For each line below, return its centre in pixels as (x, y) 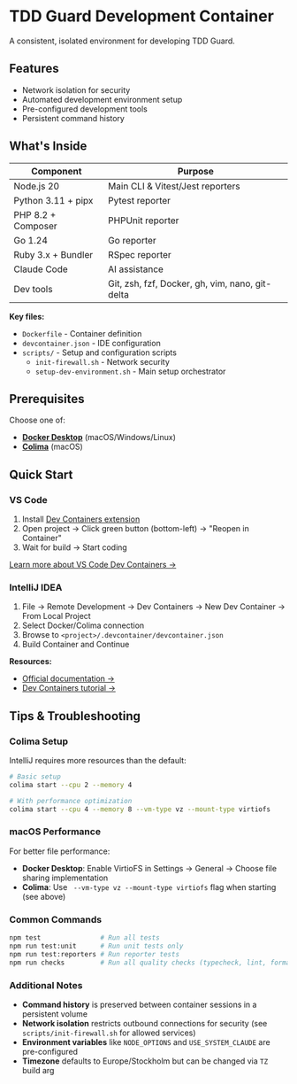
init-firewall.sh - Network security (103, 361)
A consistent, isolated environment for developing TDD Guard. (122, 41)
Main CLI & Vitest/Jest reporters (174, 186)
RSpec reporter (140, 254)
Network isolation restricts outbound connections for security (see (145, 1023)
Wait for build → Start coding (75, 547)
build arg (38, 1070)
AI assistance (135, 269)
